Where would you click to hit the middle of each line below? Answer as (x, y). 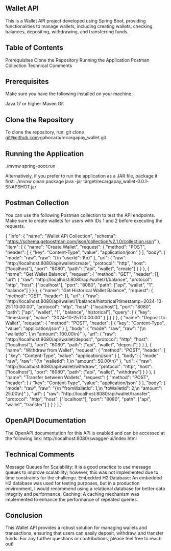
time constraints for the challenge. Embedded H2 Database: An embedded (84, 477)
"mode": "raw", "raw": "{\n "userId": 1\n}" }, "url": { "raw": (66, 257)
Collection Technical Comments (39, 65)
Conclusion (24, 515)
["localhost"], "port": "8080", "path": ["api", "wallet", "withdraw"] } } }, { (80, 372)
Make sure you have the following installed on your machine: (69, 94)
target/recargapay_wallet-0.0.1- (116, 182)
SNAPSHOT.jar (21, 187)
